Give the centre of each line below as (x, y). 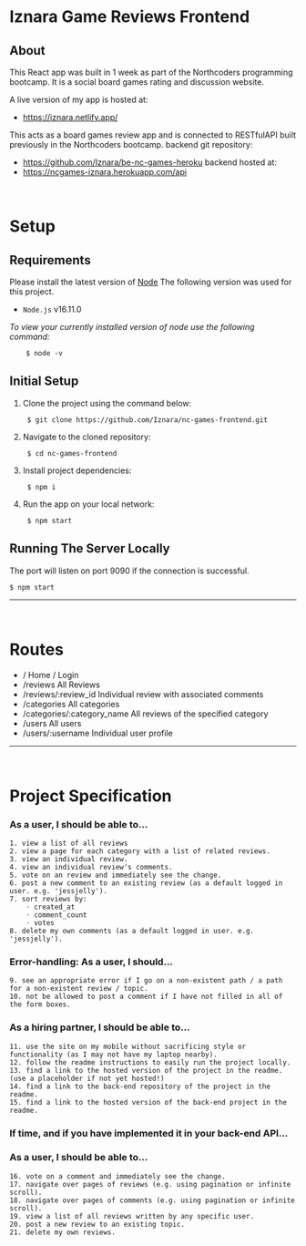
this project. (32, 292)
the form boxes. (40, 1004)
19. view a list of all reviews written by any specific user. (132, 1216)
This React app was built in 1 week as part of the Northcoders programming (151, 72)
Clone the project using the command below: (107, 403)
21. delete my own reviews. (63, 1232)
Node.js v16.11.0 (52, 309)
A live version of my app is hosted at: (79, 99)
